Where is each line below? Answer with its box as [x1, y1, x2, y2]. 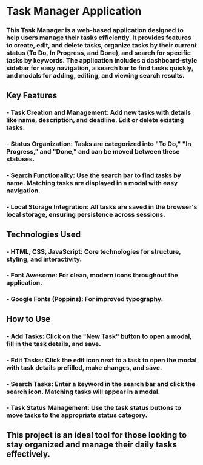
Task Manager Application [6, 4, 142, 18]
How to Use [6, 314, 51, 324]
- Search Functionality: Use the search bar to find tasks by [6, 171, 182, 180]
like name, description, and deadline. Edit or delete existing [6, 116, 184, 124]
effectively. [6, 449, 50, 459]
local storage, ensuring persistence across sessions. [6, 211, 165, 219]
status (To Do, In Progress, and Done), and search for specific [6, 49, 191, 57]
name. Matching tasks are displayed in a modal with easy [6, 179, 178, 188]
